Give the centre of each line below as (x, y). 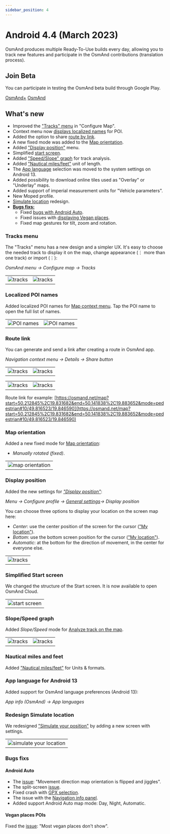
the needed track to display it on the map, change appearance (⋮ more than (85, 253)
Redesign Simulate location (40, 715)
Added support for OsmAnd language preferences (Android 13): (72, 692)
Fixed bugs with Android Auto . (52, 212)
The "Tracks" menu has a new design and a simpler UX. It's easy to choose (84, 247)
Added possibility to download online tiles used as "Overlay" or (79, 180)
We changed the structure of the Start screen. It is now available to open (81, 586)
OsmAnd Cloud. (22, 591)
